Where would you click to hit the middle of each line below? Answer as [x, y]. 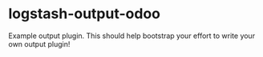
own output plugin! [39, 44]
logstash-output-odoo [84, 14]
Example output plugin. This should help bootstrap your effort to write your [131, 36]
